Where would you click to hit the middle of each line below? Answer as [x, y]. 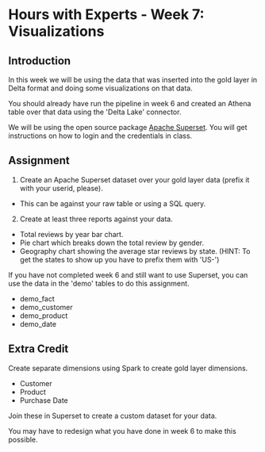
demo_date [38, 324]
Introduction [40, 61]
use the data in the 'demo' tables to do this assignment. [99, 283]
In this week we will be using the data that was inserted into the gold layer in [133, 80]
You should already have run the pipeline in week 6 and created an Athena [130, 103]
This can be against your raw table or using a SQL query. [113, 203]
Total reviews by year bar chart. [71, 234]
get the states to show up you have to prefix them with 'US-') [119, 259]
